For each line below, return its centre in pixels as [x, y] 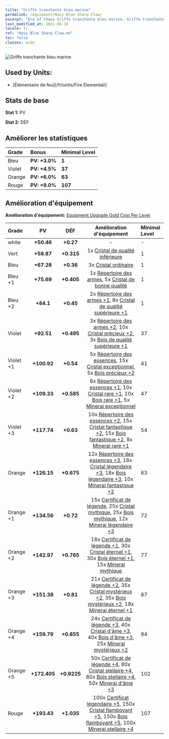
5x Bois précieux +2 [111, 373]
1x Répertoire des [111, 273]
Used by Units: [29, 73]
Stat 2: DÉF [17, 122]
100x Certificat [111, 698]
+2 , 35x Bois [111, 598]
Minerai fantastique [111, 485]
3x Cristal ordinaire [111, 265]
